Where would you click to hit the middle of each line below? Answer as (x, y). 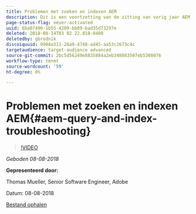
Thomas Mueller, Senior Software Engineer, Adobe (67, 182)
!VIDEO (29, 147)
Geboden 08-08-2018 (33, 159)
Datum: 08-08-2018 (30, 193)
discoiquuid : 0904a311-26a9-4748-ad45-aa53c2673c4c (70, 45)
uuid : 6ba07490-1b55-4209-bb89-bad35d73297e (61, 28)
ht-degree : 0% (23, 72)
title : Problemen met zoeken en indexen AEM (61, 11)
